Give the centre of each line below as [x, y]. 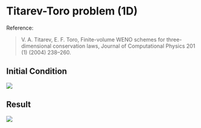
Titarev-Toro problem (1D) [72, 11]
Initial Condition [37, 72]
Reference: [20, 28]
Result [19, 105]
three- [174, 39]
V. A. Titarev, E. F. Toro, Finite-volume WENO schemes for [93, 39]
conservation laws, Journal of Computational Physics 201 [124, 46]
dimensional [36, 46]
